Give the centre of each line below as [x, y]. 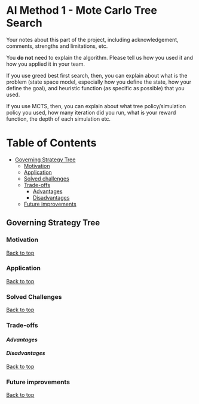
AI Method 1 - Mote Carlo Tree [82, 10]
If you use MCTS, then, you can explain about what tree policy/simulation [96, 106]
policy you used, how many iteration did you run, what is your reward [91, 112]
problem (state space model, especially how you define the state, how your [99, 82]
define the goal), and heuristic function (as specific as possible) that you [95, 88]
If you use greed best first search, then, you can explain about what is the [97, 75]
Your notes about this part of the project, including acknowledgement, [92, 39]
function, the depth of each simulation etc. [59, 119]
